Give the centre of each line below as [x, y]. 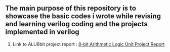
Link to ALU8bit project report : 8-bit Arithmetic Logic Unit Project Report [89, 44]
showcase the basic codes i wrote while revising [83, 16]
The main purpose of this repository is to [71, 8]
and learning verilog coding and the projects [76, 24]
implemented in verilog [42, 32]
